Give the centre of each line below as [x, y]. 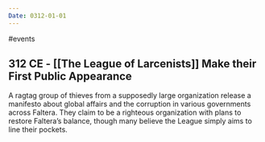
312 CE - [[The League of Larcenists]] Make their [132, 64]
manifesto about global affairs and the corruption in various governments [130, 104]
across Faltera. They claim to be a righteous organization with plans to [125, 112]
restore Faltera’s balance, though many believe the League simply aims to [130, 121]
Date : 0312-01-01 [37, 16]
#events [22, 39]
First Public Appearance [70, 77]
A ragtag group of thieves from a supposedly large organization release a [130, 95]
